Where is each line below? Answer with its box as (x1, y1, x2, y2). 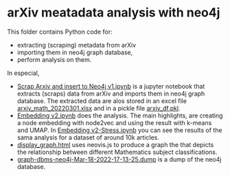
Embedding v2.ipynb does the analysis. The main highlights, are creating (16, 111, 223, 120)
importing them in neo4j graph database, (16, 48, 133, 56)
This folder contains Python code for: (7, 27, 113, 36)
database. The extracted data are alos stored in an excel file (16, 96, 187, 104)
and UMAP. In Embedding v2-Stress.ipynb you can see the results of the (16, 126, 222, 134)
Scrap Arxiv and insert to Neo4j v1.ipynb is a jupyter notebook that (16, 82, 205, 90)
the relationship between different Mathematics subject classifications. (16, 148, 218, 156)
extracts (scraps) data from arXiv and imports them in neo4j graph (16, 89, 205, 98)
